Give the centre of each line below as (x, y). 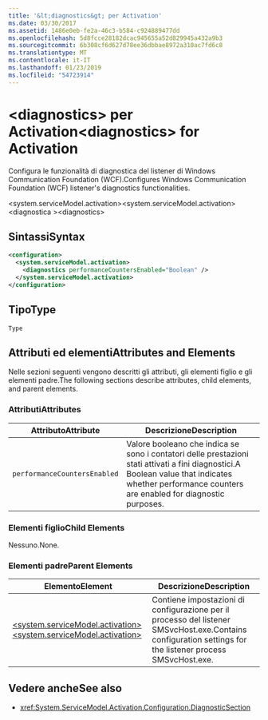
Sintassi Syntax (47, 237)
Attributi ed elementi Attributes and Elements (122, 352)
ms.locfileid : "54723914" (51, 75)
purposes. (146, 503)
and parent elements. (43, 389)
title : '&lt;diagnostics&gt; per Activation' (85, 16)
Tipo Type (32, 310)
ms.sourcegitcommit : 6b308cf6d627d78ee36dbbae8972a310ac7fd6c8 (116, 46)
